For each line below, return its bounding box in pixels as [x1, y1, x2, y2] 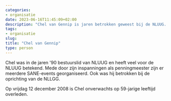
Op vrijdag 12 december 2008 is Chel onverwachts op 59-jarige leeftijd [5, 85, 156, 92]
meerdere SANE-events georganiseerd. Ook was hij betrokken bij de [5, 70, 150, 77]
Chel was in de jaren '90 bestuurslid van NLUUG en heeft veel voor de [5, 59, 154, 65]
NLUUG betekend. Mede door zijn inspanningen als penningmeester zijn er [5, 65, 164, 71]
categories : [5, 7, 31, 13]
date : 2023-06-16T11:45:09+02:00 [5, 17, 77, 22]
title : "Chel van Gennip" [5, 41, 61, 46]
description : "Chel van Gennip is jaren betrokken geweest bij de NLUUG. [5, 21, 167, 27]
